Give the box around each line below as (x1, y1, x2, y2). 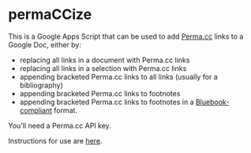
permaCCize (8, 6, 92, 24)
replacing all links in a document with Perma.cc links (19, 55, 190, 65)
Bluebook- (195, 97, 230, 106)
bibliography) (19, 80, 63, 90)
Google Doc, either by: (8, 39, 81, 49)
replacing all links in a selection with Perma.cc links (19, 63, 187, 73)
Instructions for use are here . (8, 136, 103, 145)
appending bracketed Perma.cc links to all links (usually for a (19, 72, 219, 81)
